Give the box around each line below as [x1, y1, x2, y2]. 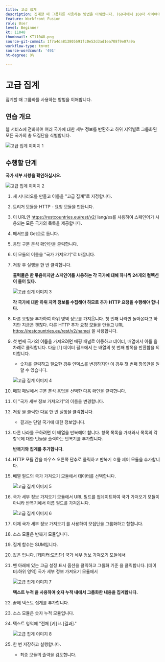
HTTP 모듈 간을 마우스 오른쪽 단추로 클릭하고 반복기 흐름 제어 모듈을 [12, 456, 143, 462]
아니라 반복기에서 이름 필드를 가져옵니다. [12, 500, 90, 506]
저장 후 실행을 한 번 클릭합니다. [12, 261, 71, 267]
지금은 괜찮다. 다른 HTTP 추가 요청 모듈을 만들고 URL [22, 322, 124, 328]
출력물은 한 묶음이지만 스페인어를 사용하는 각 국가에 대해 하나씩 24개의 [12, 272, 146, 278]
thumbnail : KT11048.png [5, 35, 54, 40]
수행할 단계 [5, 159, 37, 167]
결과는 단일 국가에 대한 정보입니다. [20, 419, 86, 425]
